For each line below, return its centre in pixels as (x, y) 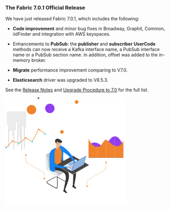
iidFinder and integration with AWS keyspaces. (62, 34)
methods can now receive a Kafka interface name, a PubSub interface (86, 50)
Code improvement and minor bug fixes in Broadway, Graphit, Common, (89, 29)
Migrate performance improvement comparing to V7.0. (70, 70)
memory (21, 60)
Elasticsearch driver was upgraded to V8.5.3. (60, 80)
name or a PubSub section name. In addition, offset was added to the (85, 55)
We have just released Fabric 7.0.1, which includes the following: (72, 19)
